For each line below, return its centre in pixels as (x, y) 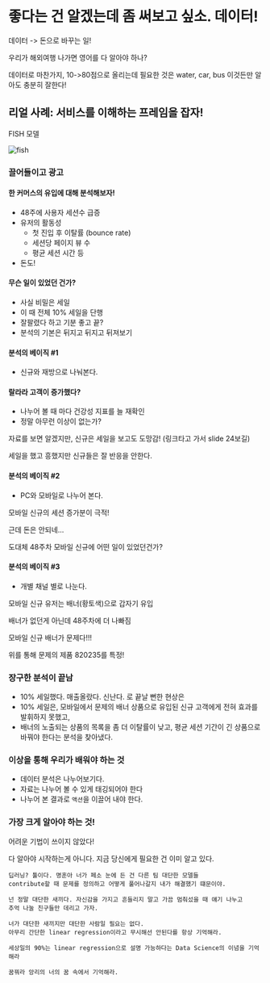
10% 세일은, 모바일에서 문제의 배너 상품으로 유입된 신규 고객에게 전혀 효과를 (139, 707)
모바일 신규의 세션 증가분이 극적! (59, 512)
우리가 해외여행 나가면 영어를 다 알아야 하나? (78, 57)
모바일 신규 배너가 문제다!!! (50, 638)
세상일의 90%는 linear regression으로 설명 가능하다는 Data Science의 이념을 (127, 948)
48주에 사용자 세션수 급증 (60, 212)
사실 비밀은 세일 (45, 303)
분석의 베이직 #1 (33, 353)
